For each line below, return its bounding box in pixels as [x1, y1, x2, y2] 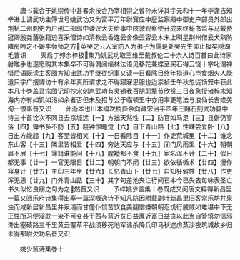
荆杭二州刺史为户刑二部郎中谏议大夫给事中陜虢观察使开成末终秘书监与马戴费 [7, 24, 233, 32]
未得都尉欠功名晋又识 [7, 229, 70, 238]
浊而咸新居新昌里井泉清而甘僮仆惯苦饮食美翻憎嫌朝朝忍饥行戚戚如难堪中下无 [7, 203, 233, 211]
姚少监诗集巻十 [19, 245, 64, 253]
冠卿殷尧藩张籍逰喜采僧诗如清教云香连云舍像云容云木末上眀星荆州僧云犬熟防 [7, 33, 233, 41]
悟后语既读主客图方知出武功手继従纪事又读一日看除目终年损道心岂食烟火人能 [7, 69, 233, 77]
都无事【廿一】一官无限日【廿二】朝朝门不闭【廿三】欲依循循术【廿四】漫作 [7, 158, 233, 166]
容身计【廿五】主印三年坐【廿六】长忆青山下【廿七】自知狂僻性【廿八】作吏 [7, 167, 233, 175]
